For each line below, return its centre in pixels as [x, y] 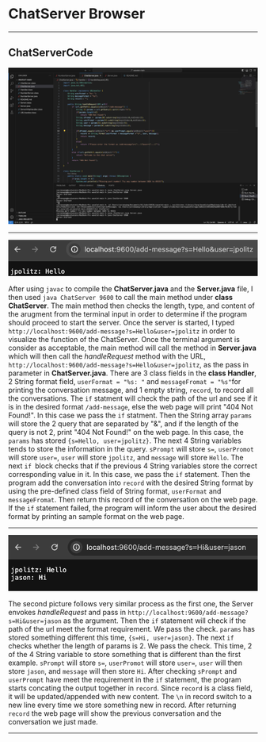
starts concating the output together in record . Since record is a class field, [131, 688]
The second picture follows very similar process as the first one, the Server [131, 604]
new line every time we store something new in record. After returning [122, 705]
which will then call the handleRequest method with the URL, [107, 356]
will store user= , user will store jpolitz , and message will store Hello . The [126, 458]
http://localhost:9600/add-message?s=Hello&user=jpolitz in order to [122, 331]
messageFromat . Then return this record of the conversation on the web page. [133, 500]
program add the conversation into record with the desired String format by [131, 483]
